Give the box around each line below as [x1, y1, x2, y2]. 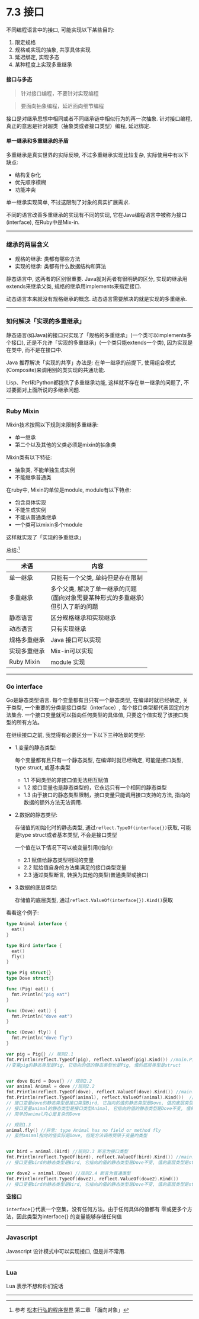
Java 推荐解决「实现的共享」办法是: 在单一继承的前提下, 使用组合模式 [6, 359, 176, 366]
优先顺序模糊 [14, 179, 46, 186]
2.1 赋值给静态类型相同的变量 [23, 856, 94, 864]
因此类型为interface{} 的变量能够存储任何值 [16, 1212, 123, 1220]
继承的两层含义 [6, 240, 49, 249]
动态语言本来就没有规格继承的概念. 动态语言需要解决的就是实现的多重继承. [6, 295, 188, 302]
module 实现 [50, 658, 85, 666]
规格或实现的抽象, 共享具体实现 [14, 46, 91, 53]
